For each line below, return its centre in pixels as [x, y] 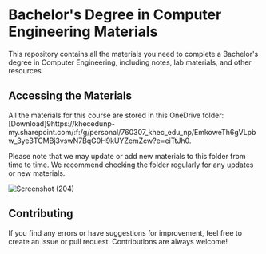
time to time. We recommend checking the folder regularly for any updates [131, 165]
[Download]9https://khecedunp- [62, 123]
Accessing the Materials [70, 96]
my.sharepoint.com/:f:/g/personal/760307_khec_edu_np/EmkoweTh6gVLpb [132, 132]
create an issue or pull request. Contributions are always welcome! [118, 241]
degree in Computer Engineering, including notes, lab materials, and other [130, 62]
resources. [26, 70]
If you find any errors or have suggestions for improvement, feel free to [125, 232]
